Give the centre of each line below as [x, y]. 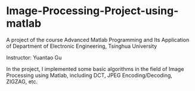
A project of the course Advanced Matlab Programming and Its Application [98, 40]
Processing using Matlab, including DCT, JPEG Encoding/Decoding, [89, 75]
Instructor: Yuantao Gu [34, 57]
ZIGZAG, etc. [22, 82]
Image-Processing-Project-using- [92, 11]
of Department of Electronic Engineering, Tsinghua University [82, 46]
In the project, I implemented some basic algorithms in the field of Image [95, 69]
